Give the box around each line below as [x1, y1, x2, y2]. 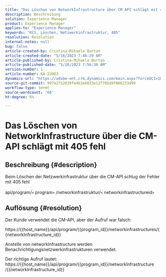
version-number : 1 [5, 67, 43, 72]
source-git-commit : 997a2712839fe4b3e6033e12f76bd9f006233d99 [5, 80, 136, 85]
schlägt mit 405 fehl [21, 141, 106, 152]
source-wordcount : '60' [5, 90, 54, 95]
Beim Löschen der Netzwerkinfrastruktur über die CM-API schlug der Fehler [5, 174, 160, 180]
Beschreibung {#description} [5, 160, 97, 169]
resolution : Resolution [5, 35, 54, 40]
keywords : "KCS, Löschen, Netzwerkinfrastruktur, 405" [5, 30, 121, 35]
